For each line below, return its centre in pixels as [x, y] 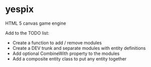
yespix [20, 9]
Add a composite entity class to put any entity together [69, 58]
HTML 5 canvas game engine [36, 23]
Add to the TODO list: [27, 33]
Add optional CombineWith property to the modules [66, 53]
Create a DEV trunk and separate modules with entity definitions [79, 48]
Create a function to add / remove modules [57, 43]
